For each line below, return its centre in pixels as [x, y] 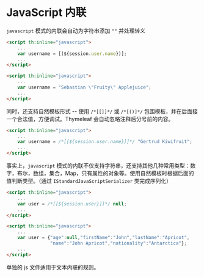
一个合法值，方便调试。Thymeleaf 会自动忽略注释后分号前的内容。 [90, 119]
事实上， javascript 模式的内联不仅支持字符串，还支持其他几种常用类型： [98, 166]
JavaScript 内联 [46, 13]
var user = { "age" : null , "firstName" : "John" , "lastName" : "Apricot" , [104, 238]
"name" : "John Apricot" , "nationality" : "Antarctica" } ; [118, 243]
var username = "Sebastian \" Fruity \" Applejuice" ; [84, 87]
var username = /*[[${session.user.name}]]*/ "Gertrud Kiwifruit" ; [105, 142]
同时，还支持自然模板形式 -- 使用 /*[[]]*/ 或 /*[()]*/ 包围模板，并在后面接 [102, 111]
